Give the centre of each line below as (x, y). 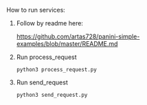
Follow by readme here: (50, 23)
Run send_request (42, 82)
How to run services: (36, 10)
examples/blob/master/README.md (67, 44)
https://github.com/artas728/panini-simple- (78, 36)
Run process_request (46, 57)
